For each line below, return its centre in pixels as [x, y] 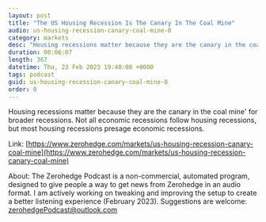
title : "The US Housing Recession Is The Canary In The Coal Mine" [122, 23]
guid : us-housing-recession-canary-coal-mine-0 [88, 82]
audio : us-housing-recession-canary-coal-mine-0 [90, 30]
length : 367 [28, 60]
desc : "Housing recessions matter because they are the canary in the [127, 45]
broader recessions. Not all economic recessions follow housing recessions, [133, 121]
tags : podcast [32, 75]
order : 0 [23, 89]
